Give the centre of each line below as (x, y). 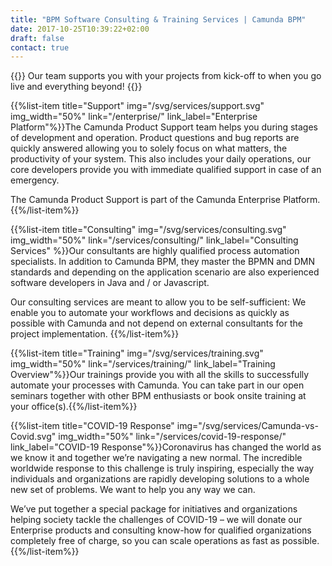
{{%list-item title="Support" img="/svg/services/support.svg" (137, 106)
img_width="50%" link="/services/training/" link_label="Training (143, 364)
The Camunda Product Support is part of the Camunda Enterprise (145, 200)
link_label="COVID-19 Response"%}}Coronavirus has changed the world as (166, 447)
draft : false (37, 38)
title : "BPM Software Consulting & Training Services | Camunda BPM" (158, 19)
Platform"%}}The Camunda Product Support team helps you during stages (164, 127)
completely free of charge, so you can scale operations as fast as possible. (165, 541)
